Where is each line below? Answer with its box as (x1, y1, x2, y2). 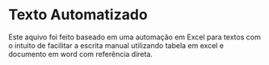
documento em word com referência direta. (8, 49, 153, 59)
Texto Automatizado (8, 6, 148, 24)
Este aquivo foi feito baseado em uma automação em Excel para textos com (8, 32, 261, 42)
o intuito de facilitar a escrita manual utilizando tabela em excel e (8, 40, 225, 50)
